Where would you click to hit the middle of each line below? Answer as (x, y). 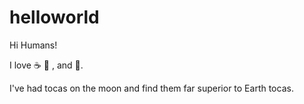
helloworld (54, 17)
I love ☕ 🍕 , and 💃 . (46, 65)
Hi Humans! (33, 45)
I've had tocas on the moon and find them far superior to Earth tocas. (151, 88)
